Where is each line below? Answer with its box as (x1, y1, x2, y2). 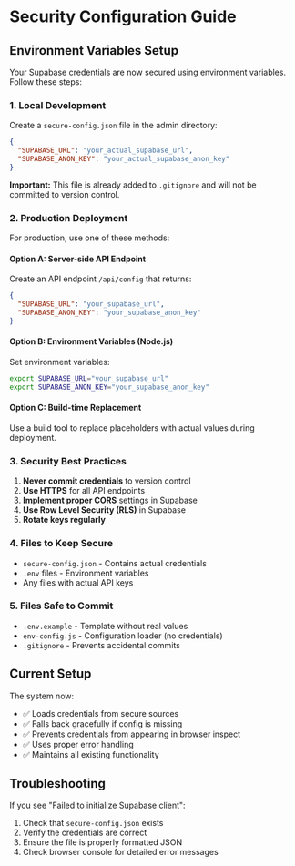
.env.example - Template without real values (22, 620, 188, 631)
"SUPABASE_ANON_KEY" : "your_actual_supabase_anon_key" (17, 155, 230, 164)
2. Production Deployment (9, 211, 128, 224)
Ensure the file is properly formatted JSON (22, 837, 183, 848)
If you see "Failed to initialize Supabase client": (9, 800, 186, 811)
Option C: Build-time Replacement (9, 402, 142, 413)
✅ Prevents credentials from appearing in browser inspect (22, 728, 241, 739)
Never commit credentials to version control (22, 475, 191, 486)
